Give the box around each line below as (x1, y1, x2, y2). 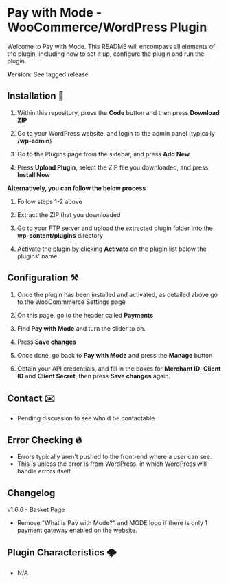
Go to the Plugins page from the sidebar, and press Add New (16, 150, 190, 158)
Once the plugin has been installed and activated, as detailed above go (16, 290, 218, 298)
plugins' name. (16, 252, 60, 260)
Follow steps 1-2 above (16, 197, 82, 205)
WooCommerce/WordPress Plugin (7, 19, 207, 35)
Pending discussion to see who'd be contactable (16, 414, 155, 422)
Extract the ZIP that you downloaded (16, 210, 121, 218)
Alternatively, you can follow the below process (7, 184, 146, 192)
